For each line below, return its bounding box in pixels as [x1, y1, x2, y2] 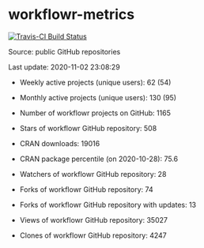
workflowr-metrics [8, 6, 135, 24]
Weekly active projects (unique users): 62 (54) [19, 77, 172, 87]
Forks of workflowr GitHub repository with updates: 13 [19, 200, 196, 209]
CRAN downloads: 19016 [19, 138, 100, 148]
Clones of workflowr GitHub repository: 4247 [19, 231, 168, 240]
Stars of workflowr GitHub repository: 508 [19, 123, 157, 133]
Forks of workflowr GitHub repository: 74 [19, 184, 153, 194]
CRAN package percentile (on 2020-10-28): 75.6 [19, 154, 179, 163]
